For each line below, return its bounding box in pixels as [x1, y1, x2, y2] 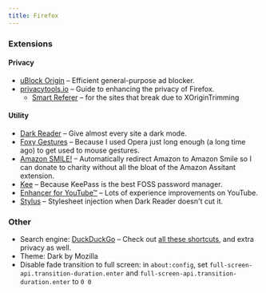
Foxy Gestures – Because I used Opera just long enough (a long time [19, 137, 246, 146]
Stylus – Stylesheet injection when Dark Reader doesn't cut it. [19, 196, 224, 206]
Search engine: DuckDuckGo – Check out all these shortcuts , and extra [19, 235, 254, 244]
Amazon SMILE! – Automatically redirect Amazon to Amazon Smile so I [19, 153, 252, 164]
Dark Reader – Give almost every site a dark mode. [19, 129, 188, 138]
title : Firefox [8, 11, 59, 20]
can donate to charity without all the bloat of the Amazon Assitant [19, 162, 236, 172]
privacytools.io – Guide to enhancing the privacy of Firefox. [19, 84, 215, 93]
